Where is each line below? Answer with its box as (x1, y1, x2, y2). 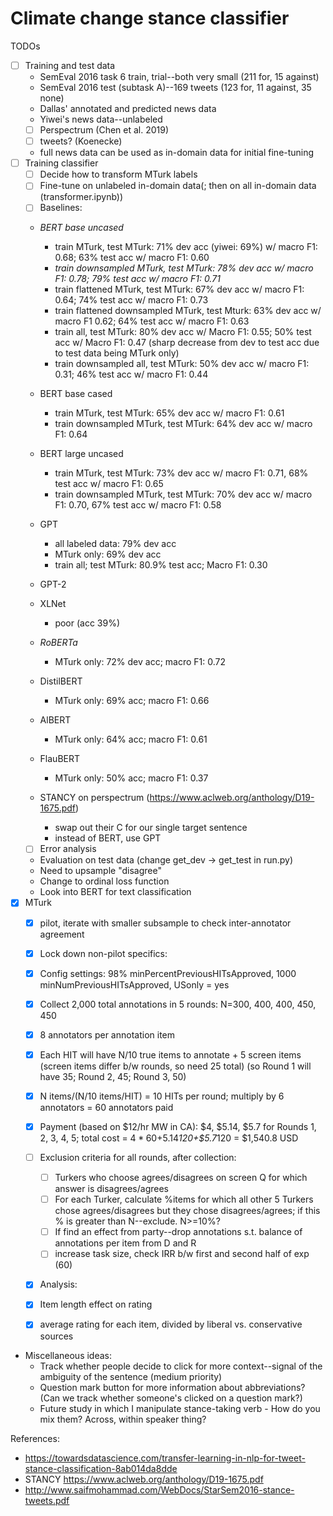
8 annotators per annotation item (39, 1028, 176, 1041)
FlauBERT (39, 753, 81, 765)
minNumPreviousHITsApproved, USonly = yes (39, 978, 230, 991)
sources (39, 1330, 74, 1342)
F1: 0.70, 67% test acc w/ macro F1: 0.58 (54, 499, 222, 511)
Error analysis (39, 843, 97, 855)
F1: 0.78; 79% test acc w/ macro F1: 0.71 (54, 273, 221, 285)
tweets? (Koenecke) (39, 135, 123, 147)
